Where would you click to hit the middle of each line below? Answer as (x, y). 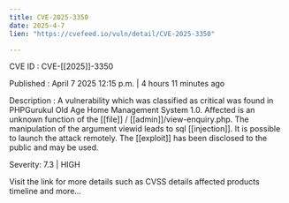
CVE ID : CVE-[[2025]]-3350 (61, 66)
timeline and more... (46, 192)
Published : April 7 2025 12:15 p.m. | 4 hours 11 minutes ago (117, 84)
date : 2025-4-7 (37, 26)
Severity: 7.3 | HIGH (45, 165)
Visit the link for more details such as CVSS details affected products (134, 182)
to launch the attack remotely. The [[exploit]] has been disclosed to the (138, 139)
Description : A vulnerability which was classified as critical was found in (141, 101)
